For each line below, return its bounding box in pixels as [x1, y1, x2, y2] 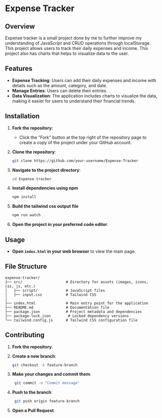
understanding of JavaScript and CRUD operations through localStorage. [5, 40, 151, 46]
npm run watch [12, 213, 41, 218]
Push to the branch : [12, 389, 53, 395]
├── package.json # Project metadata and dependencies [5, 309, 142, 314]
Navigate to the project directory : [12, 167, 81, 173]
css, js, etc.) [5, 284, 36, 289]
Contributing [5, 331, 45, 339]
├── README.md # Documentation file [5, 305, 110, 310]
